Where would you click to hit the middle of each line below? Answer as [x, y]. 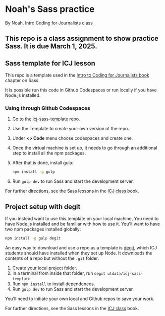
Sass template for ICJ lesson [50, 63]
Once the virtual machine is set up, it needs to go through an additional [85, 148]
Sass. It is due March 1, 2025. [51, 46]
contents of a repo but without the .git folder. [52, 258]
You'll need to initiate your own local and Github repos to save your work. [80, 299]
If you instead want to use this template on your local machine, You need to [82, 219]
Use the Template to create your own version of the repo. [71, 129]
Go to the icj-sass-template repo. [46, 119]
